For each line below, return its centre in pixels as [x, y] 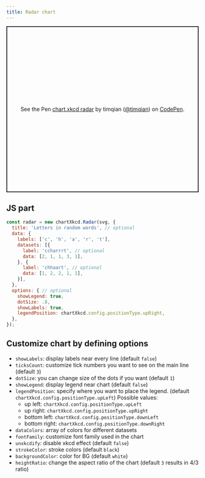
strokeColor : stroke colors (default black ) [67, 449]
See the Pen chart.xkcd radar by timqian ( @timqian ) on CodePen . [103, 109]
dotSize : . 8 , [34, 302]
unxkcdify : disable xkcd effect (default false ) [72, 443]
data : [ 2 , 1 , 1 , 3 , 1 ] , [53, 256]
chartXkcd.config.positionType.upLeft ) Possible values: [86, 397]
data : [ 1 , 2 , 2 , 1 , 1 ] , [53, 274]
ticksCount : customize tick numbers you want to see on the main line [102, 365]
